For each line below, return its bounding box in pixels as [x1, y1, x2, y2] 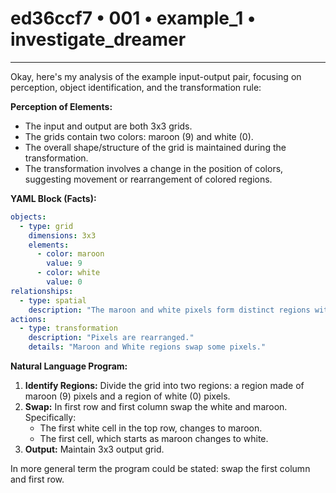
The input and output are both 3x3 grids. [24, 120, 193, 132]
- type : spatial [19, 295, 87, 306]
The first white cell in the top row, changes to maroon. [39, 422, 263, 434]
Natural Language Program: [10, 360, 128, 372]
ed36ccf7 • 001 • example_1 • [10, 7, 257, 30]
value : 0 [46, 277, 83, 287]
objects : [10, 212, 47, 222]
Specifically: [24, 412, 77, 424]
